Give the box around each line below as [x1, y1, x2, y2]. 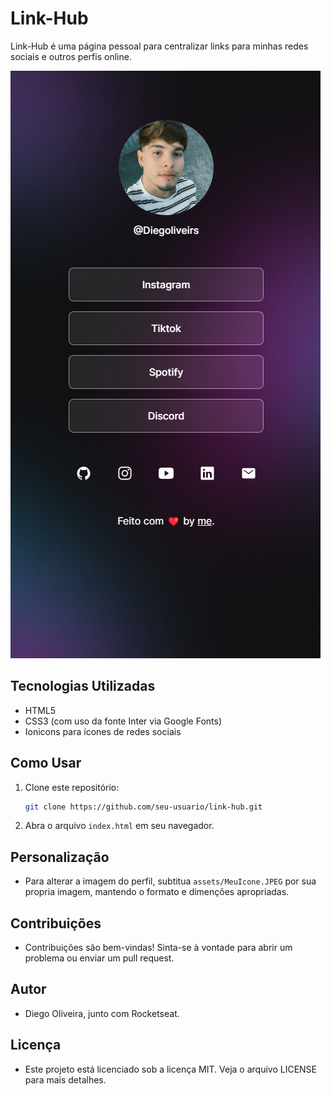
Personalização [10, 848, 110, 866]
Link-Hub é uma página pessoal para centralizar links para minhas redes [10, 40, 309, 52]
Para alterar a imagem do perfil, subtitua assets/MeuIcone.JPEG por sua [24, 875, 317, 887]
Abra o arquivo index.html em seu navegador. [24, 820, 215, 832]
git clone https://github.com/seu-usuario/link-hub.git [24, 802, 263, 812]
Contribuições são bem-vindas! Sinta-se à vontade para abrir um [24, 942, 293, 954]
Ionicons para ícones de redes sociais [24, 725, 182, 737]
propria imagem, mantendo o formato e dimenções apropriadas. [24, 886, 290, 898]
